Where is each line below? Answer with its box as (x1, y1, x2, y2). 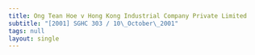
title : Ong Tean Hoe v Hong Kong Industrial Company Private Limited (8, 11, 248, 20)
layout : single (8, 34, 60, 43)
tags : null (8, 27, 45, 35)
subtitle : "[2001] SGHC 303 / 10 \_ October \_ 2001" (8, 19, 179, 27)
